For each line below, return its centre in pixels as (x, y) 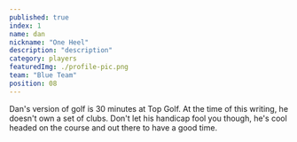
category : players (43, 59)
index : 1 (25, 26)
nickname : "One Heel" (49, 42)
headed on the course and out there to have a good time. (113, 127)
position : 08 (33, 83)
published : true (39, 17)
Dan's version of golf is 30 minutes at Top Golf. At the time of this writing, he (149, 108)
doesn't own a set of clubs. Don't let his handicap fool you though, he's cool (148, 118)
